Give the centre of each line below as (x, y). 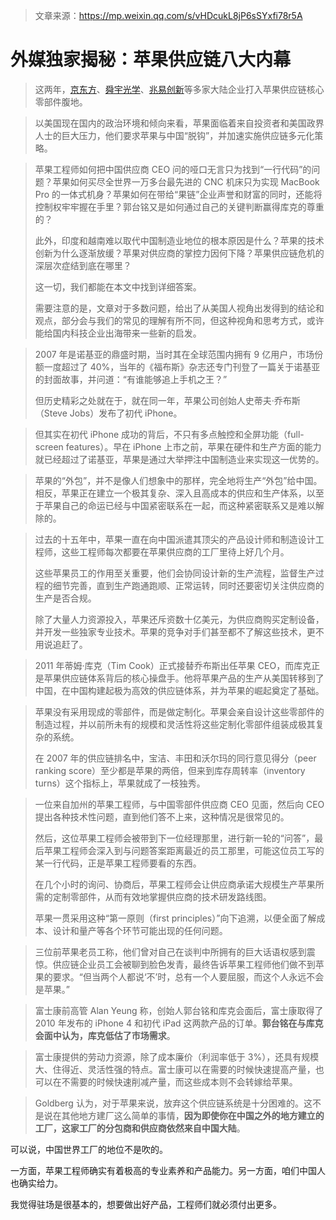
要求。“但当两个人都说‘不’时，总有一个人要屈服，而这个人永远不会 (188, 976)
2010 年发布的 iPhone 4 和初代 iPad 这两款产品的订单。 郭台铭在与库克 (179, 1023)
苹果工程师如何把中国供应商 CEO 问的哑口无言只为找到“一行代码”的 (173, 169)
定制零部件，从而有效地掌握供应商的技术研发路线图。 (162, 896)
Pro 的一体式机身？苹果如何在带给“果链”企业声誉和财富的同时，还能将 (178, 194)
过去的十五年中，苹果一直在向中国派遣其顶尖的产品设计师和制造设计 (175, 539)
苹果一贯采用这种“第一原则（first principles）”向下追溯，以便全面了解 (175, 918)
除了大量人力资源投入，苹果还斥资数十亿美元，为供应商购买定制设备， (179, 619)
